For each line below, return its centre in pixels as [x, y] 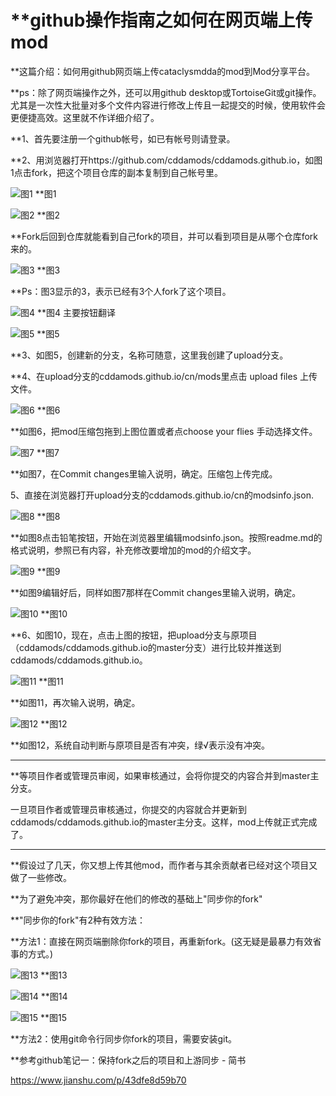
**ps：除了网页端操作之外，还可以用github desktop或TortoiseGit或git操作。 [166, 92]
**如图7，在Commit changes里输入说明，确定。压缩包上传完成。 [144, 473]
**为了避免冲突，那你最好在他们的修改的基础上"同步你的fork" [136, 898]
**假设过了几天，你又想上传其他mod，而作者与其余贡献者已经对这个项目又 [164, 865]
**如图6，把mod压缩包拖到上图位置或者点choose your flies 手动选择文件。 [164, 431]
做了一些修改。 [41, 877]
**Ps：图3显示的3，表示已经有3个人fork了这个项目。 [121, 291]
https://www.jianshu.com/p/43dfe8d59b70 [98, 1080]
